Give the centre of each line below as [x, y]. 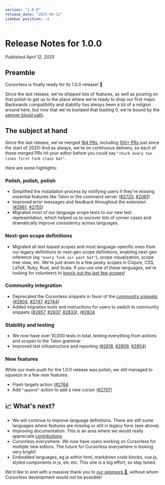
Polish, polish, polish [30, 180]
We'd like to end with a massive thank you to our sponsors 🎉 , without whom [82, 472]
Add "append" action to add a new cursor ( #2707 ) [62, 390]
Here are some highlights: [31, 168]
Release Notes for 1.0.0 [53, 43]
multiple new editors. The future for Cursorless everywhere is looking [83, 447]
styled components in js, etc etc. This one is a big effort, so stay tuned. [84, 462]
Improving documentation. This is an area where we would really [78, 431]
